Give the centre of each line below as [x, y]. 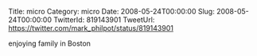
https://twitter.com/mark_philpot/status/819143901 [91, 28]
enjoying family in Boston [50, 43]
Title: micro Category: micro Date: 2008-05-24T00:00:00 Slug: [111, 11]
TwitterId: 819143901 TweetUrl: [104, 20]
